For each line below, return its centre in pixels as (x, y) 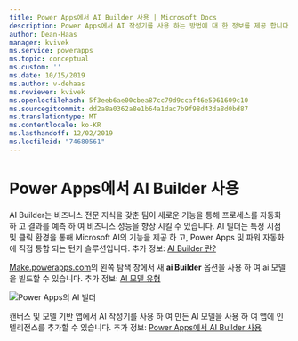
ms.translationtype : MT (53, 117)
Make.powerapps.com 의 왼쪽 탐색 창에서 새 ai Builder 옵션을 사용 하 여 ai (139, 267)
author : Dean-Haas (43, 34)
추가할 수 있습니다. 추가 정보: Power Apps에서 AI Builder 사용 (155, 327)
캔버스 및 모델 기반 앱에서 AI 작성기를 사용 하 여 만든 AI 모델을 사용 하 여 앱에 (142, 316)
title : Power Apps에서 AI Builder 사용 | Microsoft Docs (113, 17)
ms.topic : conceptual (49, 59)
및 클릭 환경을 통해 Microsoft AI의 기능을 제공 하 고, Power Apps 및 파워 (135, 237)
